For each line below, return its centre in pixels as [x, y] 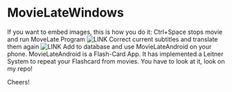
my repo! [20, 68]
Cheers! [18, 82]
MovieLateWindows [66, 13]
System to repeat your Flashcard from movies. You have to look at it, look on [116, 61]
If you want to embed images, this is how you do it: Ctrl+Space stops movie [115, 32]
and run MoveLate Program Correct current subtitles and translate [113, 39]
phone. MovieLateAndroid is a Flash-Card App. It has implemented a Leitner [115, 54]
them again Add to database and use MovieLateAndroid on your [109, 46]
